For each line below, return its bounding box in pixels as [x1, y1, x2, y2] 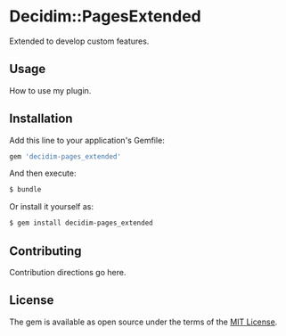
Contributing [9, 243, 82, 258]
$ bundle [9, 185, 42, 194]
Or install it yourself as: [9, 201, 94, 212]
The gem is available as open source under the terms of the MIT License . [9, 316, 278, 327]
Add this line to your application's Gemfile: [9, 135, 165, 145]
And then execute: [9, 168, 77, 179]
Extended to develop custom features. [9, 36, 150, 46]
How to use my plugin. [9, 85, 92, 95]
